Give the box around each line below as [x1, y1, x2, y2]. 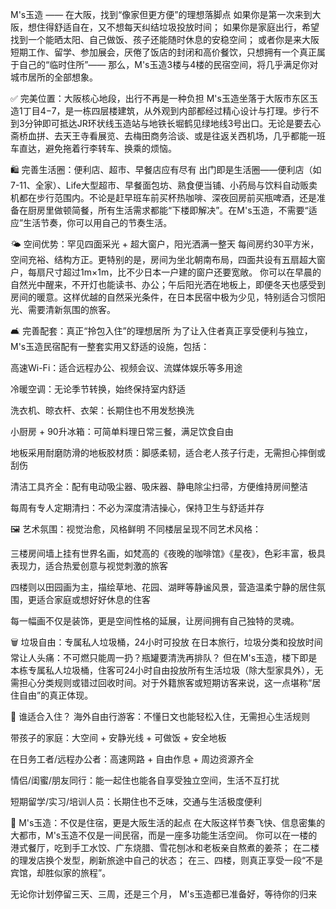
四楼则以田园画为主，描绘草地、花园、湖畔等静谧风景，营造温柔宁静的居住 [10, 581, 317, 593]
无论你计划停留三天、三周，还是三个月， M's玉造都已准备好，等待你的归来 [10, 888, 318, 900]
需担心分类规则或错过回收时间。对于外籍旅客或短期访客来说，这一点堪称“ [10, 677, 313, 688]
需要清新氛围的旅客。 [27, 304, 116, 315]
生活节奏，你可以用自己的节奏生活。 [23, 217, 173, 228]
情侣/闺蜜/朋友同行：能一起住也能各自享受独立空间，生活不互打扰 [10, 774, 280, 786]
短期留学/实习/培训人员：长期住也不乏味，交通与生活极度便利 [10, 796, 263, 807]
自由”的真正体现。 [18, 689, 94, 701]
